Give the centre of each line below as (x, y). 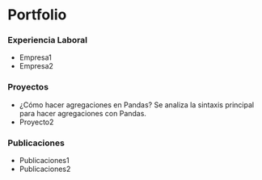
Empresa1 (35, 57)
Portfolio (37, 15)
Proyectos (28, 87)
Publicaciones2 (45, 169)
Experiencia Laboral (48, 40)
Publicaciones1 (44, 161)
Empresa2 (36, 66)
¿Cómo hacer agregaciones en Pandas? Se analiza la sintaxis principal (137, 105)
